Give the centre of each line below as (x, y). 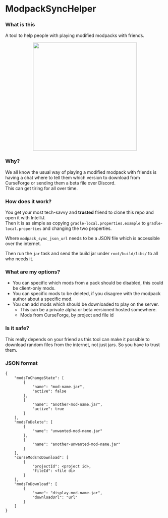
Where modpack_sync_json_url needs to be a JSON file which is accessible (82, 239)
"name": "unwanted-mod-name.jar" (67, 431)
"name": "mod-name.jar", (58, 387)
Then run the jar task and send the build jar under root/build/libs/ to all (82, 254)
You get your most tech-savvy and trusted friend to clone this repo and (79, 212)
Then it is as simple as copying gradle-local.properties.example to (76, 223)
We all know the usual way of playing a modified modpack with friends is (81, 172)
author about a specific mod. (43, 299)
